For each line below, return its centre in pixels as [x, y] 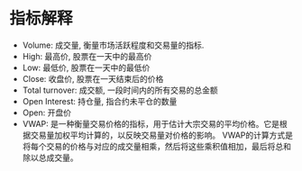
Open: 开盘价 [47, 112]
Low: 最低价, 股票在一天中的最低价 [86, 67]
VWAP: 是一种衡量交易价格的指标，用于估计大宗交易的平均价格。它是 [151, 123]
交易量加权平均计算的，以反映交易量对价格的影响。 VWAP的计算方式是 [161, 135]
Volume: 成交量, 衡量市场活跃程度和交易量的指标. [113, 45]
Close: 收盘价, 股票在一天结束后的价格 [93, 78]
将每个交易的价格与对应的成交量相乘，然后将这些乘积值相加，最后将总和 [156, 146]
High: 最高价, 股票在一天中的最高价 [87, 56]
